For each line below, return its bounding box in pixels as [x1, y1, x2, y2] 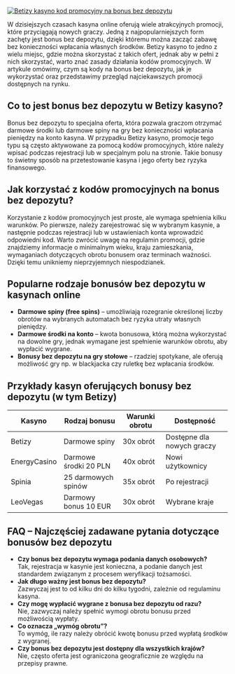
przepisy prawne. [17, 659, 69, 668]
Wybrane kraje [165, 497, 215, 507]
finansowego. [7, 163, 47, 172]
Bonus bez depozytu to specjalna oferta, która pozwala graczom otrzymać [7, 118, 222, 127]
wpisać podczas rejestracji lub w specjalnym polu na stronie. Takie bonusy [7, 148, 222, 157]
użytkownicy [165, 461, 208, 471]
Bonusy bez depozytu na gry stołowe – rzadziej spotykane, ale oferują [17, 352, 223, 361]
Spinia [10, 477, 31, 487]
